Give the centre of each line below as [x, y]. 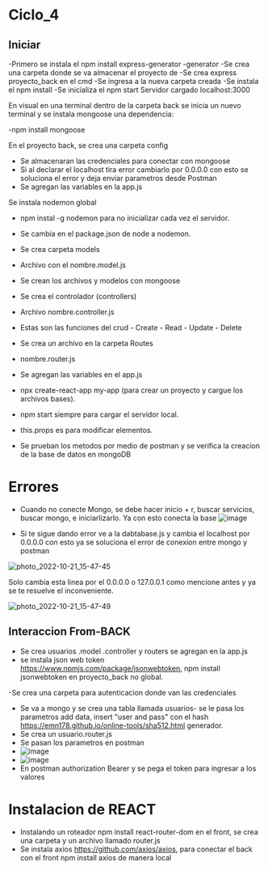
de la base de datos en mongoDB [75, 454]
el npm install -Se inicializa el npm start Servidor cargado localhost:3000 [129, 90]
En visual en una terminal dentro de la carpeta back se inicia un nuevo [125, 105]
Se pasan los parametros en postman [82, 742]
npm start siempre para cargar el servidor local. [99, 414]
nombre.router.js [48, 359]
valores [32, 776]
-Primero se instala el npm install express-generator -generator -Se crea [129, 64]
